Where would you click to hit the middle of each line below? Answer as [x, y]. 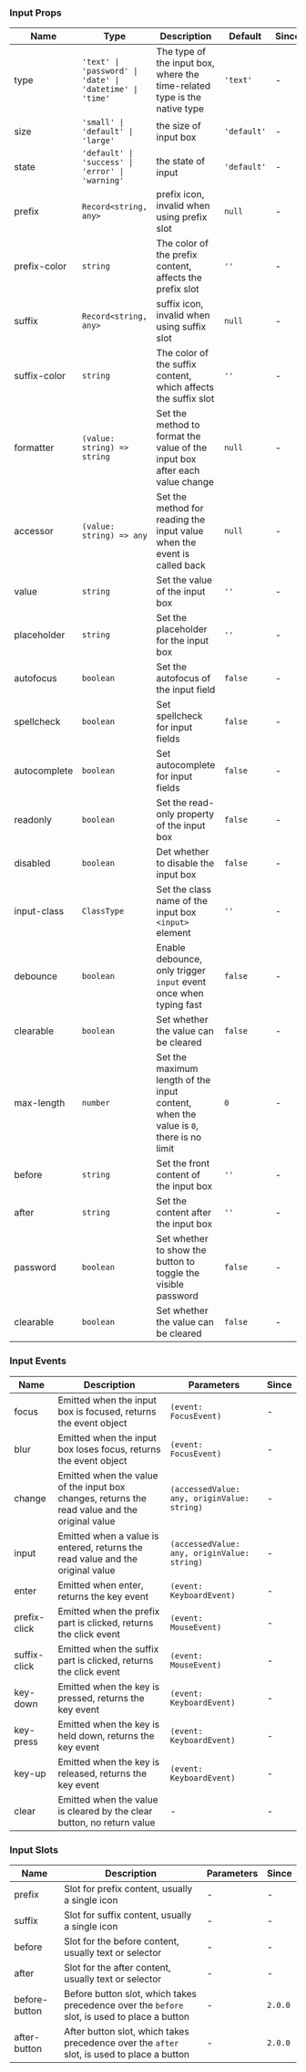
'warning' [103, 181]
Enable [171, 948]
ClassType [103, 911]
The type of [181, 52]
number [96, 1103]
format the [178, 436]
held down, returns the [106, 1735]
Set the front [183, 1163]
